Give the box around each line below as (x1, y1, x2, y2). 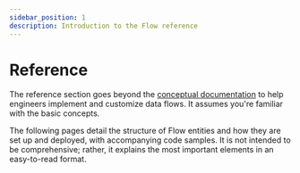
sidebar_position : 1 (9, 12, 87, 22)
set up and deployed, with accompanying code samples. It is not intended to (9, 135, 291, 145)
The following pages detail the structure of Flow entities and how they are (9, 126, 281, 136)
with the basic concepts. (9, 108, 100, 119)
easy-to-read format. (9, 153, 87, 165)
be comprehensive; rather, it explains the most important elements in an (9, 144, 275, 155)
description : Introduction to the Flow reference (9, 21, 199, 30)
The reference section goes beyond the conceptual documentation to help (9, 89, 284, 100)
